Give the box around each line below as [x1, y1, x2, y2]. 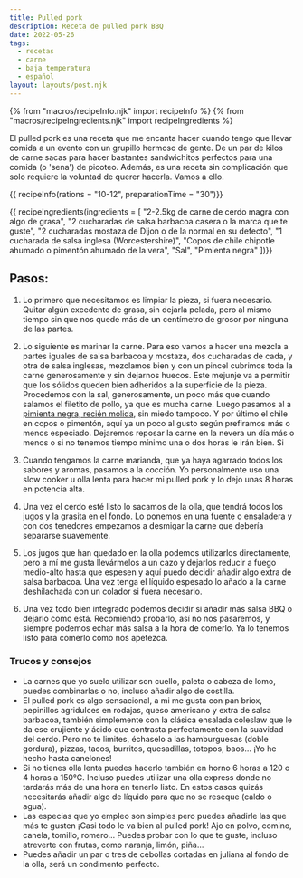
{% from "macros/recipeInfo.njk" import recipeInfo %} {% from [9, 105, 244, 116]
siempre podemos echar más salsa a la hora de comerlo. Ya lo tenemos [22, 623, 289, 634]
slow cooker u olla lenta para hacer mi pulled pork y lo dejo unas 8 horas [22, 474, 294, 485]
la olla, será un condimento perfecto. [22, 858, 160, 869]
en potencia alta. [22, 483, 86, 494]
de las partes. [22, 323, 74, 335]
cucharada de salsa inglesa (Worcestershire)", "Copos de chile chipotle [9, 234, 276, 245]
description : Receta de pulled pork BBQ [9, 22, 165, 31]
